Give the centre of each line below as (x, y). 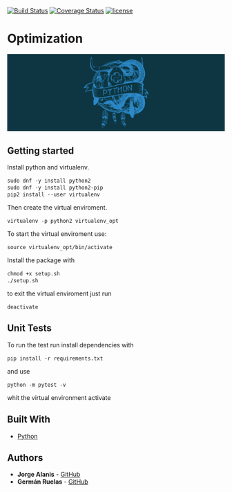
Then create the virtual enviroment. (57, 207)
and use (19, 371)
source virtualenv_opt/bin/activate (60, 247)
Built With (29, 420)
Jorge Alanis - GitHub (49, 475)
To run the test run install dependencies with (70, 345)
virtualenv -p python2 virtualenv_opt (63, 221)
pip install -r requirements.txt (55, 358)
